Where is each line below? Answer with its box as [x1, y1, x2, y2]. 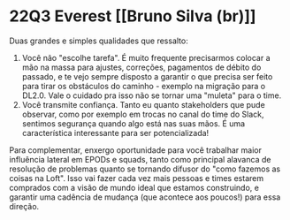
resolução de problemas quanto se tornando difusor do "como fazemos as [9, 163, 281, 174]
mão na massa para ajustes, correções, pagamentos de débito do [21, 62, 262, 72]
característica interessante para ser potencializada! [21, 127, 210, 138]
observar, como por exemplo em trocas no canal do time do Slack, [21, 109, 264, 119]
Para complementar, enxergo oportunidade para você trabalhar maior [9, 144, 263, 156]
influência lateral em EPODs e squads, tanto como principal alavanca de [9, 154, 271, 164]
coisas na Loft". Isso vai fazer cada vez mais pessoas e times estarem [9, 172, 263, 183]
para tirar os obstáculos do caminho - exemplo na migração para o [21, 80, 266, 91]
